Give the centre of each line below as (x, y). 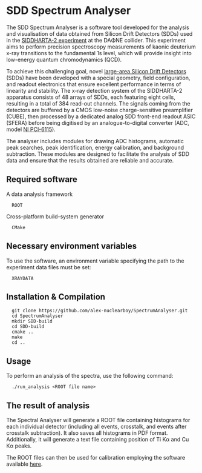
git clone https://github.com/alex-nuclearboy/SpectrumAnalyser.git (100, 311)
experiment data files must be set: (49, 267)
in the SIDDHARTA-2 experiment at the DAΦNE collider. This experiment (96, 40)
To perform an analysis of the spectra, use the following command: (90, 376)
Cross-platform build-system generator (55, 216)
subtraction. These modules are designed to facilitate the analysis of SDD (98, 154)
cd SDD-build (28, 327)
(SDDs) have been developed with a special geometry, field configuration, (98, 78)
